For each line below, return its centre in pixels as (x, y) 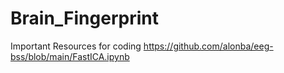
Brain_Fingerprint (84, 18)
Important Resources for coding (76, 46)
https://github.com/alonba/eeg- (208, 46)
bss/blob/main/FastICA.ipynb (70, 56)
